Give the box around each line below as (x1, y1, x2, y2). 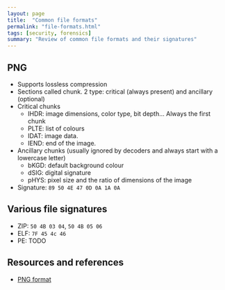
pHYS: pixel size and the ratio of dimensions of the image (27, 176, 192, 184)
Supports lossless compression (17, 80, 108, 88)
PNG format (17, 275, 52, 283)
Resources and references (7, 257, 124, 268)
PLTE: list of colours (27, 124, 85, 133)
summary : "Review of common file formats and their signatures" (7, 36, 197, 43)
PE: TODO (17, 237, 47, 245)
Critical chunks (17, 102, 61, 110)
